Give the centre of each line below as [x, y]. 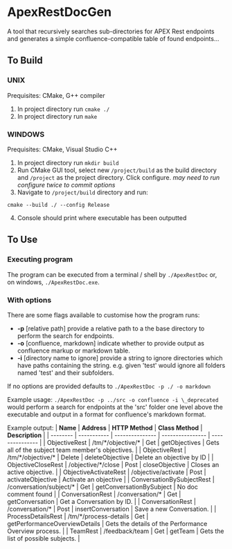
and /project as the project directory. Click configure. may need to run [118, 177]
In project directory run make [57, 116]
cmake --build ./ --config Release [59, 205]
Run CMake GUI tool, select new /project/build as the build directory [117, 170]
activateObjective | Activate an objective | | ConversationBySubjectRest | [111, 479]
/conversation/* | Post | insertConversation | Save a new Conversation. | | [112, 509]
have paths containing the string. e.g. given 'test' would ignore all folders [121, 365]
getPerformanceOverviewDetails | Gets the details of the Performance [107, 523]
